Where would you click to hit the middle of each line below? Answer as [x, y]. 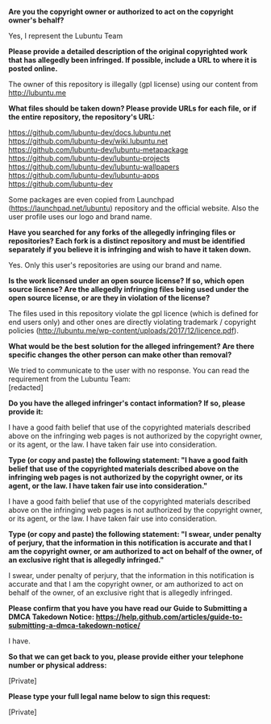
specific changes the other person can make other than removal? [120, 355]
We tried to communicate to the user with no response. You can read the [129, 370]
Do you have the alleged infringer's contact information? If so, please [127, 403]
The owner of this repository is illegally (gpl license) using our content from [133, 84]
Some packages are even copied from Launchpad [92, 200]
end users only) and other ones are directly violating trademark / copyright [132, 322]
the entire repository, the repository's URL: [82, 117]
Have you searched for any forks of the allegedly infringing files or [122, 232]
